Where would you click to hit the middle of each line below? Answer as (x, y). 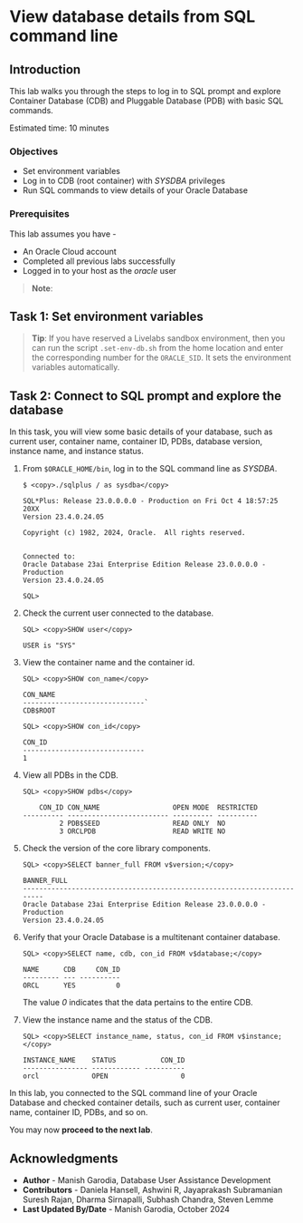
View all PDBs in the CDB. (71, 775)
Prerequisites (39, 214)
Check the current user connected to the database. (118, 613)
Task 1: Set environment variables (106, 316)
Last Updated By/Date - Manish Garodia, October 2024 (126, 1209)
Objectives (34, 151)
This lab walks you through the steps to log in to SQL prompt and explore (145, 91)
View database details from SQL (133, 17)
